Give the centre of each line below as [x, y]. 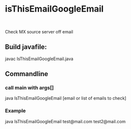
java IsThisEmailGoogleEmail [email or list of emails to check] [66, 98]
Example [15, 111]
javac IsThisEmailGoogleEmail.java [39, 59]
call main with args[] [29, 88]
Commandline [27, 74]
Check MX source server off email [39, 32]
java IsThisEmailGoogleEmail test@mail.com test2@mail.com [65, 121]
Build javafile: [26, 47]
